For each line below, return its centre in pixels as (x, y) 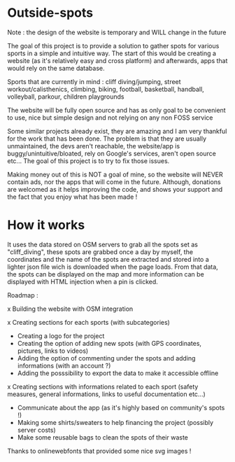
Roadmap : (23, 295)
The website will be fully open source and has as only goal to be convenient (116, 110)
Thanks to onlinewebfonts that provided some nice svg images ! (99, 451)
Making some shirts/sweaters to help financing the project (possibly (115, 422)
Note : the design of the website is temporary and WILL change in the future (117, 32)
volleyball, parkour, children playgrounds (66, 97)
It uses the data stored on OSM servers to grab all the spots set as (102, 244)
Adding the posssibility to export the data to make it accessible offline (118, 373)
